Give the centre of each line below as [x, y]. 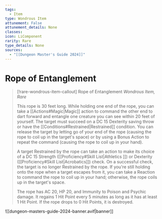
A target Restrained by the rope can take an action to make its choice [86, 152]
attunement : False [23, 23]
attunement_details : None [31, 28]
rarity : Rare [18, 41]
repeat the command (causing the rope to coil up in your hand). [80, 142]
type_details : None [25, 45]
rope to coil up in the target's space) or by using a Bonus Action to [83, 137]
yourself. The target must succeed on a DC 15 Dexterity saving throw [85, 122]
